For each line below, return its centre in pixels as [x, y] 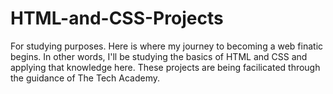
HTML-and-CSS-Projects [117, 18]
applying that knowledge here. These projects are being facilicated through [165, 67]
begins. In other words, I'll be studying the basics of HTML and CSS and [159, 56]
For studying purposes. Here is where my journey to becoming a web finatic [167, 46]
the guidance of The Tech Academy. [85, 78]
